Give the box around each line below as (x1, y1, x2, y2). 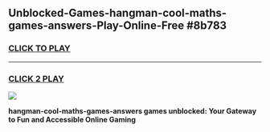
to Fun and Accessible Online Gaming (8, 114, 137, 124)
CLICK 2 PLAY (8, 73, 64, 84)
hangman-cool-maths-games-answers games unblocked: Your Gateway (8, 106, 257, 115)
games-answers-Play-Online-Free (8, 19, 185, 33)
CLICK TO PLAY (8, 43, 71, 54)
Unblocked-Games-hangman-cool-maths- (8, 6, 227, 20)
